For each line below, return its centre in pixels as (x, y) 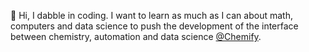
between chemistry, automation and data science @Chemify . (136, 36)
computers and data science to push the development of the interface (154, 26)
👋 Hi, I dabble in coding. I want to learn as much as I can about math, (151, 15)
